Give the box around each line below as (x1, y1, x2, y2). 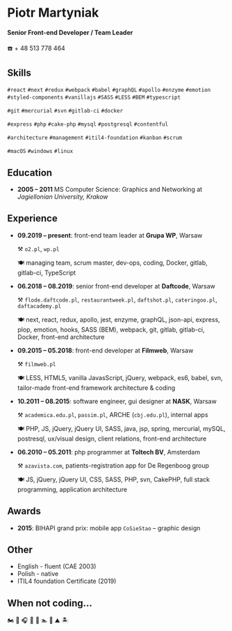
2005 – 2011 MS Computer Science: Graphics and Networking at (17, 186, 203, 194)
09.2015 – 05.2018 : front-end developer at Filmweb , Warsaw (17, 346, 194, 354)
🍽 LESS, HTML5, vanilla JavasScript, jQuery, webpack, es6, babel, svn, (17, 373, 224, 382)
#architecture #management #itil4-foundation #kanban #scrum (7, 134, 183, 142)
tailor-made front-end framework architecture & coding (17, 384, 176, 392)
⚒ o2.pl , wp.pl (17, 245, 60, 253)
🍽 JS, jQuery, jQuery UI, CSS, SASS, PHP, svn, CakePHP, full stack (17, 475, 210, 484)
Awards (7, 505, 42, 517)
